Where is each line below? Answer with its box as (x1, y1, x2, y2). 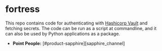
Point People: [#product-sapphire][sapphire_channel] (12, 40, 125, 46)
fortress (5, 3, 40, 15)
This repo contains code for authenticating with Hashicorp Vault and (5, 20, 148, 26)
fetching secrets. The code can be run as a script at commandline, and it (5, 25, 157, 31)
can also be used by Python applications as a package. (5, 30, 120, 36)
